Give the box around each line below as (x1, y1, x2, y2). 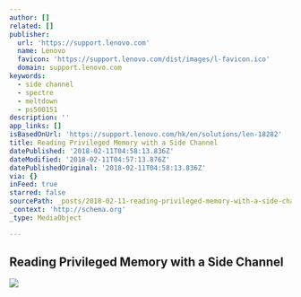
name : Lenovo (17, 47, 66, 56)
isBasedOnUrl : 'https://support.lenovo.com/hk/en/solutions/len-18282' (9, 130, 282, 139)
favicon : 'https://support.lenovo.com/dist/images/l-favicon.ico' (17, 55, 271, 64)
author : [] (9, 13, 50, 22)
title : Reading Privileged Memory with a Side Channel (9, 138, 219, 147)
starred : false (9, 188, 66, 197)
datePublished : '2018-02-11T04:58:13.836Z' (9, 146, 175, 155)
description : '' (9, 113, 70, 122)
